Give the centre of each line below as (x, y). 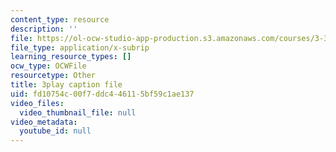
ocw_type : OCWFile (48, 66)
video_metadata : (44, 122)
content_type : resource (60, 19)
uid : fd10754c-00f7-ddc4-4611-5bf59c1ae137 (102, 94)
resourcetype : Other (53, 76)
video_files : (37, 103)
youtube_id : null (55, 131)
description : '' (44, 29)
